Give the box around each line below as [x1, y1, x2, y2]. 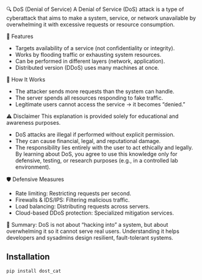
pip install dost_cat [6, 268, 62, 274]
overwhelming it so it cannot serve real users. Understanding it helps [6, 227, 180, 235]
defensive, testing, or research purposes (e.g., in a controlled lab [15, 157, 178, 164]
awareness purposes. [6, 119, 61, 126]
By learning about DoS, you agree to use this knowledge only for [15, 150, 178, 158]
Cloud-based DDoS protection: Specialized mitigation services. [15, 209, 174, 216]
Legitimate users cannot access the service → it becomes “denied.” [15, 101, 186, 108]
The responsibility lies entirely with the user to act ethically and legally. [15, 144, 193, 151]
